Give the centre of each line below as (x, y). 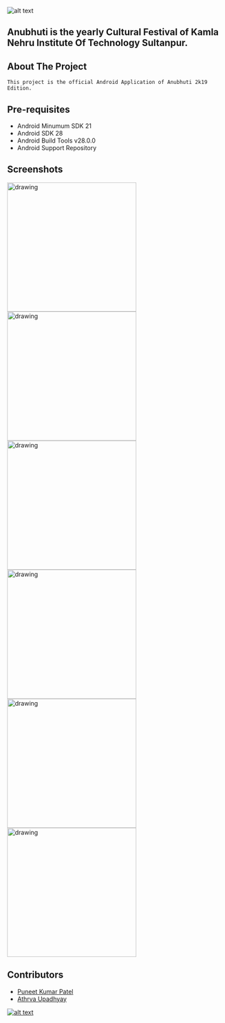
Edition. (20, 88)
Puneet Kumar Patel (45, 991)
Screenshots (35, 170)
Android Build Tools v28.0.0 (56, 140)
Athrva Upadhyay (42, 999)
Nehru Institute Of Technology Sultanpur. (97, 43)
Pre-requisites (39, 109)
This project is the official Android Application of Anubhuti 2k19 (107, 83)
